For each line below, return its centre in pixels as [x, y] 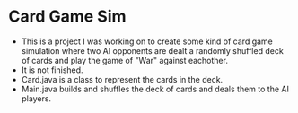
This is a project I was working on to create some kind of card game [147, 41]
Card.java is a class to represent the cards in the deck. [122, 79]
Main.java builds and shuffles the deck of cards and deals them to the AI [155, 89]
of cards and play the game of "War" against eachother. [124, 60]
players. [36, 98]
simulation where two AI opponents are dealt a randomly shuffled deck [152, 50]
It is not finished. [52, 70]
